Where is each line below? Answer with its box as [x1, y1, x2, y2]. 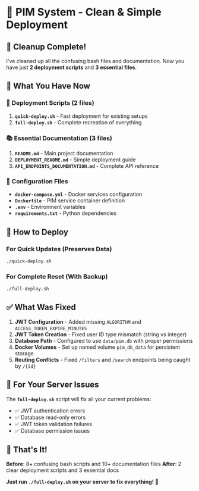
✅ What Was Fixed [6, 302, 76, 312]
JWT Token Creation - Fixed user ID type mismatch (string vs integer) [14, 330, 187, 338]
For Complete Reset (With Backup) [6, 272, 108, 280]
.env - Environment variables [14, 204, 86, 211]
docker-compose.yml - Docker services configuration [14, 190, 143, 198]
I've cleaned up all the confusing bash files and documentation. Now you [6, 58, 185, 64]
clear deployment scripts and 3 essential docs [6, 467, 119, 474]
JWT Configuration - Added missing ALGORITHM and [14, 318, 141, 325]
